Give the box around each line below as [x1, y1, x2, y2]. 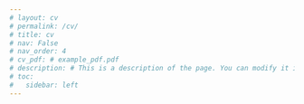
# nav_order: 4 [9, 47, 67, 56]
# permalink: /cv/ [9, 22, 79, 31]
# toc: [9, 72, 34, 81]
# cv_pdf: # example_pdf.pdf [9, 55, 119, 64]
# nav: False [9, 38, 59, 48]
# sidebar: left [9, 80, 79, 90]
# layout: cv [9, 13, 59, 23]
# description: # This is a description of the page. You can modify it [9, 64, 290, 73]
